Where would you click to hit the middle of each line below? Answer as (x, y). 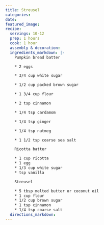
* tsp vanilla (29, 173)
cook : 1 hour (24, 43)
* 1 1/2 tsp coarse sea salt (45, 140)
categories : (18, 15)
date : (11, 19)
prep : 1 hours (25, 39)
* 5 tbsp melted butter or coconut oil (57, 191)
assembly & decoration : (35, 48)
